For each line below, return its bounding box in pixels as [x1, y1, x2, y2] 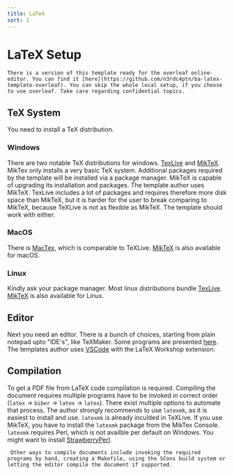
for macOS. [7, 251, 40, 259]
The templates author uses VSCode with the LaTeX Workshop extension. [7, 345, 216, 353]
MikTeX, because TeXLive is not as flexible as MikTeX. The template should [7, 203, 223, 211]
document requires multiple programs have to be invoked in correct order [7, 391, 218, 399]
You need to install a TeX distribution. [7, 125, 114, 134]
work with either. [7, 210, 56, 219]
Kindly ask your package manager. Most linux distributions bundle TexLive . [7, 284, 222, 293]
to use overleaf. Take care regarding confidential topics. [7, 88, 186, 95]
